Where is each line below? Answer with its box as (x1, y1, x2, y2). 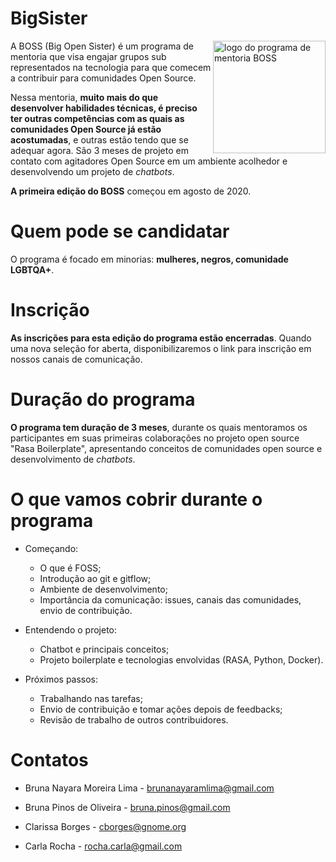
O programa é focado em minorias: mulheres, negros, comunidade (10, 253, 289, 265)
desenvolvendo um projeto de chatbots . (10, 165, 175, 177)
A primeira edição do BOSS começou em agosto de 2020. (10, 185, 252, 197)
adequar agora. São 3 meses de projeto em (10, 144, 189, 156)
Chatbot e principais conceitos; (39, 643, 170, 655)
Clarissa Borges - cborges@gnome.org (24, 820, 187, 832)
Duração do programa (10, 388, 196, 411)
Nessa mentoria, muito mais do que (10, 91, 159, 103)
